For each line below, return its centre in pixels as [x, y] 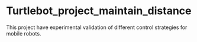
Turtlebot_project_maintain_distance [99, 11]
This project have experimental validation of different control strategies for [97, 27]
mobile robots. [24, 33]
